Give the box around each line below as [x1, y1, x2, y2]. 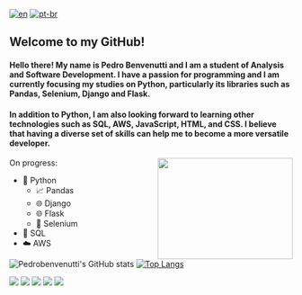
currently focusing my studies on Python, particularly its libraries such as [9, 78, 290, 89]
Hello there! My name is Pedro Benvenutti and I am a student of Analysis [9, 59, 285, 70]
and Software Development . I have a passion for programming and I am [9, 68, 280, 80]
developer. [9, 138, 51, 148]
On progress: [9, 157, 58, 168]
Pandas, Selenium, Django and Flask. [9, 88, 151, 99]
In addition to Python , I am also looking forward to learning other [9, 109, 254, 120]
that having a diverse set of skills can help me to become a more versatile [9, 128, 289, 139]
